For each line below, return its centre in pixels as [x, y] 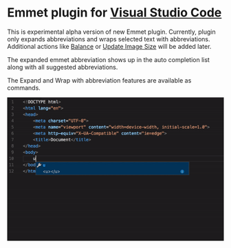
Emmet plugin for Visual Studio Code [114, 13]
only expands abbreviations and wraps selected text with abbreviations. [109, 39]
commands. [24, 87]
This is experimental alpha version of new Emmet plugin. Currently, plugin [112, 32]
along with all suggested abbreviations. [63, 67]
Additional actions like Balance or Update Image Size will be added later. [109, 46]
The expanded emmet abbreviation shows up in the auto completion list [108, 59]
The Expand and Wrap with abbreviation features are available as [99, 80]
